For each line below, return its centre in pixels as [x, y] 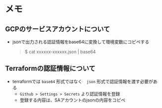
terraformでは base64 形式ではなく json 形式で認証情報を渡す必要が [83, 81]
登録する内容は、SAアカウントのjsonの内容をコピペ [72, 100]
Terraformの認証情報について [50, 69]
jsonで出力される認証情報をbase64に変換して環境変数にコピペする [81, 42]
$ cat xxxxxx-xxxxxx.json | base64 [60, 52]
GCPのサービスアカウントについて [58, 29]
